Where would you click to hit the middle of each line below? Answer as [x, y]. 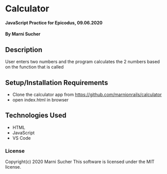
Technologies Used [36, 116]
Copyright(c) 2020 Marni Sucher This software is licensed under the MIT [80, 162]
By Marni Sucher [23, 34]
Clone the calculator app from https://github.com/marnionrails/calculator [87, 94]
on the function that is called [34, 67]
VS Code [21, 138]
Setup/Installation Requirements [57, 83]
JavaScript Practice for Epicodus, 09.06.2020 [54, 22]
